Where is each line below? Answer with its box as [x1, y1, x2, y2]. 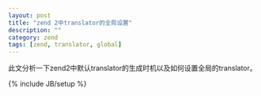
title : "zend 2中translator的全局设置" [8, 19, 133, 27]
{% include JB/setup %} [8, 79, 87, 89]
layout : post [8, 11, 51, 20]
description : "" [8, 26, 62, 34]
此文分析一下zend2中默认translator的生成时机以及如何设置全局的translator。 [8, 64, 257, 73]
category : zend [8, 33, 59, 42]
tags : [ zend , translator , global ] [8, 41, 123, 49]
